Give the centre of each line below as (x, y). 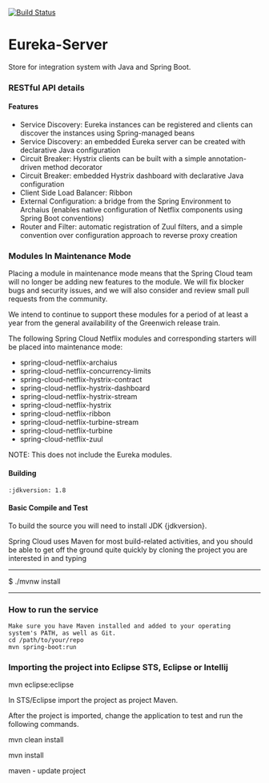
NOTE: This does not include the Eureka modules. (90, 455)
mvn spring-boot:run (43, 648)
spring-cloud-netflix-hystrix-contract (81, 380)
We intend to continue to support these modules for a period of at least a (128, 315)
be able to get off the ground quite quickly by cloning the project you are (128, 550)
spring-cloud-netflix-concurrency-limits (85, 371)
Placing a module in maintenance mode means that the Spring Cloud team (131, 273)
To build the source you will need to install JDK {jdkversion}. (108, 526)
